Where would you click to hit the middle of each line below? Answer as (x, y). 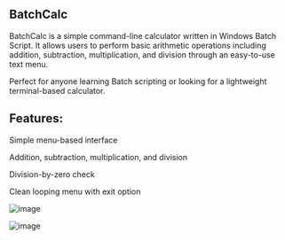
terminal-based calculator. (57, 90)
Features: (36, 119)
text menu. (29, 64)
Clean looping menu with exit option (75, 191)
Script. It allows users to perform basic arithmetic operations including (138, 45)
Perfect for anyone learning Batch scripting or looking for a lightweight (138, 81)
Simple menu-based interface (63, 140)
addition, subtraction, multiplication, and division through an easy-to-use (142, 54)
